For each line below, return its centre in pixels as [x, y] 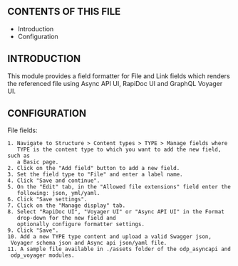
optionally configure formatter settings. [81, 224]
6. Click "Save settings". [47, 199]
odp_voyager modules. [42, 255]
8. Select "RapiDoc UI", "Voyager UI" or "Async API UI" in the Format [116, 212]
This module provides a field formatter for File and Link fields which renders [119, 76]
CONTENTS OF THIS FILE [64, 12]
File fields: [22, 130]
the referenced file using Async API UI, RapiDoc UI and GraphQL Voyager [115, 83]
